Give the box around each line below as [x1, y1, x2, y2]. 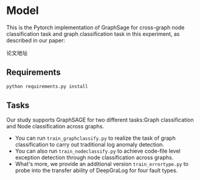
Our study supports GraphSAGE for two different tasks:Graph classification [6, 116, 194, 123]
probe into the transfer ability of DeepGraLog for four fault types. [15, 167, 178, 174]
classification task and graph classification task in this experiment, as [6, 30, 181, 37]
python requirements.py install [6, 83, 88, 89]
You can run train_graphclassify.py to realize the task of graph [15, 134, 176, 142]
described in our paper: [6, 36, 66, 44]
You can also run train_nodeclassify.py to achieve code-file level [15, 147, 181, 155]
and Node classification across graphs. [6, 123, 105, 130]
